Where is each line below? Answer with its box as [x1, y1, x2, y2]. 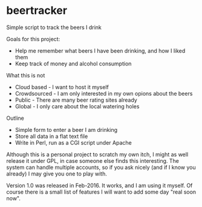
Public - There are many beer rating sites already [15, 96, 137, 103]
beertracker [6, 4, 68, 18]
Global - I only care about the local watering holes [15, 102, 140, 110]
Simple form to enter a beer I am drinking [15, 126, 118, 133]
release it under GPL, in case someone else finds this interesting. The [6, 157, 180, 164]
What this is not [6, 71, 45, 79]
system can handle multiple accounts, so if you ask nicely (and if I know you [6, 163, 197, 171]
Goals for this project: [6, 35, 60, 42]
